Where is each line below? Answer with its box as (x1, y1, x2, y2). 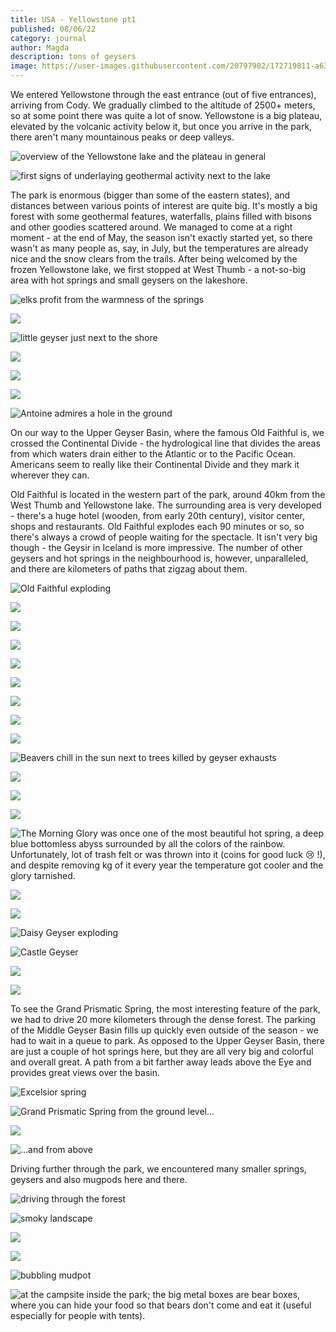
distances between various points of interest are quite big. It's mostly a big (10, 200, 318, 211)
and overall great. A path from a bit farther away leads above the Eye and (10, 1056, 312, 1068)
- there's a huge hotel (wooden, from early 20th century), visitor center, (10, 510, 306, 521)
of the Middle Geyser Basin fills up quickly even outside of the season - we (10, 1024, 319, 1036)
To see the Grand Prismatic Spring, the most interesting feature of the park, (10, 1003, 321, 1015)
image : (10, 61, 38, 71)
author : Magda (10, 42, 70, 53)
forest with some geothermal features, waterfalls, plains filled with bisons (10, 211, 312, 222)
